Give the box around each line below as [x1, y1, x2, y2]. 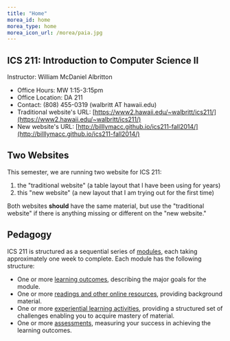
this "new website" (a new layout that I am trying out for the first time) [16, 188, 215, 196]
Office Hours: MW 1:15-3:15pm [16, 86, 104, 95]
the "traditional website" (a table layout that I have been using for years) [16, 181, 221, 189]
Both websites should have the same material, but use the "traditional [7, 202, 205, 210]
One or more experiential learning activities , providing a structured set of [16, 304, 223, 312]
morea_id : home [7, 16, 51, 23]
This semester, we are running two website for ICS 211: [7, 167, 162, 176]
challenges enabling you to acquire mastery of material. [16, 311, 175, 320]
